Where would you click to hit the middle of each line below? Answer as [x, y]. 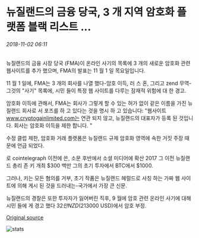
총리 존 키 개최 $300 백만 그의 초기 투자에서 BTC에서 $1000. [83, 166]
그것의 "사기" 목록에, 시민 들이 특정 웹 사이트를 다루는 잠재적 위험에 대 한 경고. [96, 91]
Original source [25, 218]
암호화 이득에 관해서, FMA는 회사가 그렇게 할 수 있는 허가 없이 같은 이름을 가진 [97, 103]
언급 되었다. [31, 145]
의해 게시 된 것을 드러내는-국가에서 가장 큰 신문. [72, 186]
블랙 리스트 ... [59, 27]
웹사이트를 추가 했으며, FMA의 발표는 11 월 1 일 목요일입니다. [76, 71]
